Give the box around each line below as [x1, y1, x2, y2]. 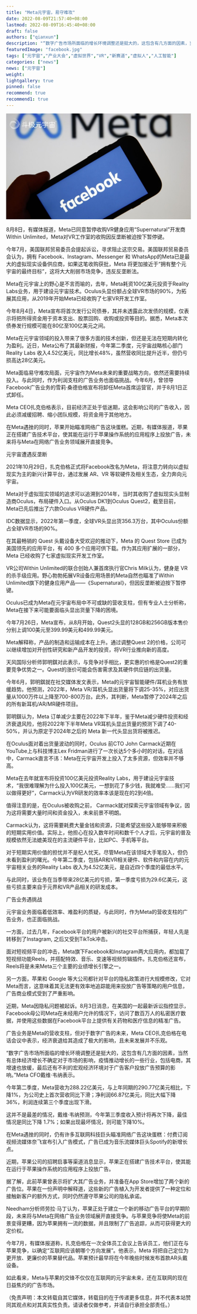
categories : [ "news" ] [6, 59, 59, 65]
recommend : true [6, 90, 46, 96]
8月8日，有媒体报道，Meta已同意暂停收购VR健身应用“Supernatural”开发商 [6, 226, 186, 233]
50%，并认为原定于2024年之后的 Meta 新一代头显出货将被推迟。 [6, 728, 164, 735]
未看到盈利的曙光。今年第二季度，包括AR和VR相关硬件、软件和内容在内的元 [6, 856, 189, 863]
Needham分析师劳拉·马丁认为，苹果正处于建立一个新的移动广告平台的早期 [6, 1205, 185, 1212]
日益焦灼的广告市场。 [6, 1281, 57, 1288]
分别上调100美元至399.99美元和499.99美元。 [6, 626, 116, 633]
